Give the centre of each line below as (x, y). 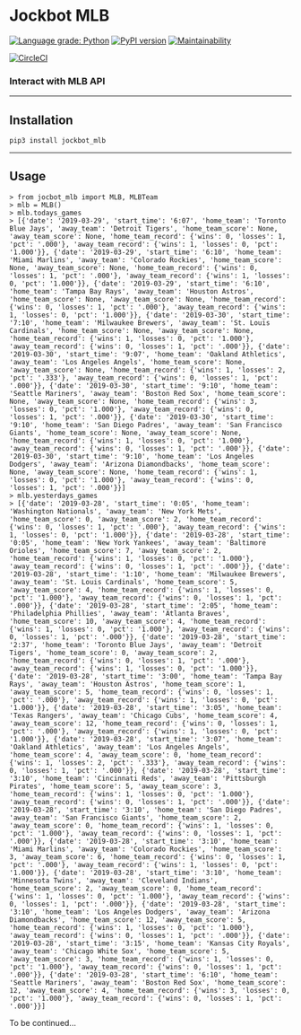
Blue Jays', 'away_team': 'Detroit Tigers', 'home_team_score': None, (144, 228)
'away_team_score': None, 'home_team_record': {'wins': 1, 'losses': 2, (148, 370)
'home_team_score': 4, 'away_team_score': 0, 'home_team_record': (136, 755)
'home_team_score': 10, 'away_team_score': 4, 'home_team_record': (138, 621)
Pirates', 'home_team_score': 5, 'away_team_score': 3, (116, 786)
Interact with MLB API (57, 81)
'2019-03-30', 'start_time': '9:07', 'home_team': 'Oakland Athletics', (148, 354)
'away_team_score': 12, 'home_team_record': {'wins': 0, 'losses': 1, (144, 724)
